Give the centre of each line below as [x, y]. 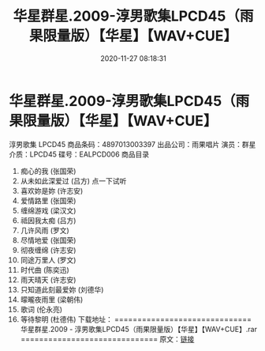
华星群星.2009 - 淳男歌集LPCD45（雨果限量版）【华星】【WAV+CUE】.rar [138, 329]
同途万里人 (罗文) [48, 260]
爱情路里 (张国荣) [48, 200]
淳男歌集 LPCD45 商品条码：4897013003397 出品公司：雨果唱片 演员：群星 [132, 144]
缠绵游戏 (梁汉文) [48, 210]
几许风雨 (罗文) [45, 230]
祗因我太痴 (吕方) [48, 220]
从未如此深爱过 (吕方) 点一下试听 [73, 181]
